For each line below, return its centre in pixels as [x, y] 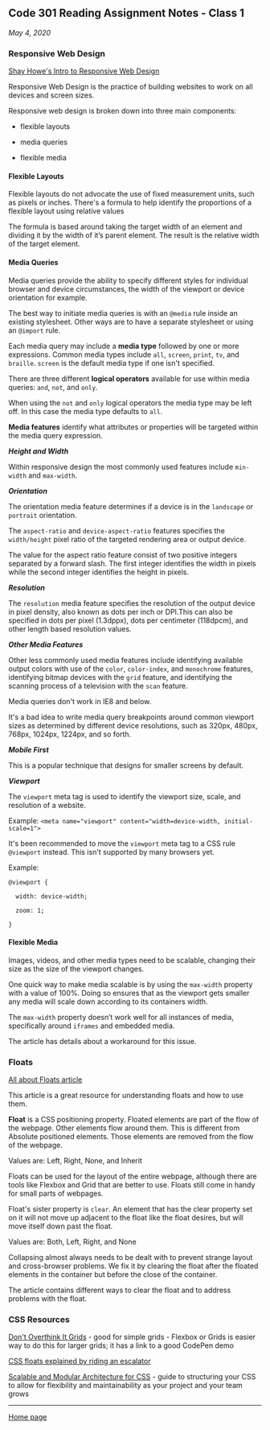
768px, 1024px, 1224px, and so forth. [70, 734]
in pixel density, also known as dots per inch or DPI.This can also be [121, 611]
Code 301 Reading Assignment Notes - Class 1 [127, 13]
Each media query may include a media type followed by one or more [124, 346]
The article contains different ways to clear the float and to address [120, 1290]
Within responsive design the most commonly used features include [121, 466]
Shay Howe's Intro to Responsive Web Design [84, 71]
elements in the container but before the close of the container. [113, 1275]
